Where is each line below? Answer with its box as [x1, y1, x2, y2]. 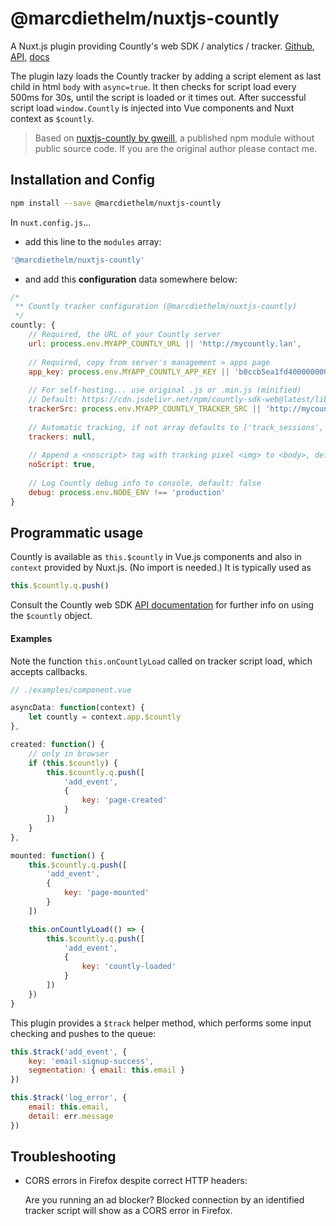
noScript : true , [28, 460, 97, 470]
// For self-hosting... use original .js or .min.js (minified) [28, 385, 302, 396]
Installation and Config [10, 172, 156, 189]
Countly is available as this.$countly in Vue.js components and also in [10, 551, 302, 563]
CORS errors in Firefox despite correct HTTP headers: [24, 1175, 248, 1187]
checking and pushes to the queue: [10, 1027, 157, 1039]
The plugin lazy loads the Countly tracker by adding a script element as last [10, 70, 322, 82]
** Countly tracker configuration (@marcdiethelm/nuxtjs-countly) [14, 302, 298, 312]
